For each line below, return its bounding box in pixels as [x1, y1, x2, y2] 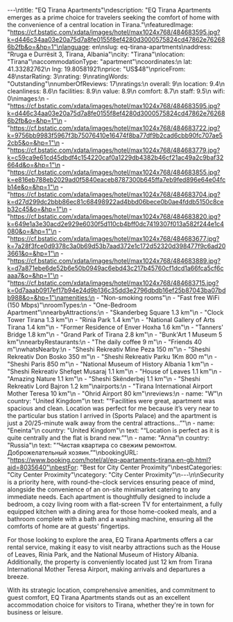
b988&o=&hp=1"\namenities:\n [7, 294, 95, 301]
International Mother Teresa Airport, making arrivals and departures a [7, 565, 206, 573]
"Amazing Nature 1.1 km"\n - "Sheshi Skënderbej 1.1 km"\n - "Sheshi [7, 375, 201, 383]
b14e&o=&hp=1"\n [7, 183, 59, 191]
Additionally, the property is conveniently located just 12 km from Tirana [7, 558, 213, 566]
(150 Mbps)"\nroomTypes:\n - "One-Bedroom [7, 301, 137, 309]
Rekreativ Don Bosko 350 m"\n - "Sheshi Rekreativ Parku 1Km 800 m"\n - [7, 353, 217, 360]
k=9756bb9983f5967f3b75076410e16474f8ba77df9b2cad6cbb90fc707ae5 [7, 131, 223, 140]
